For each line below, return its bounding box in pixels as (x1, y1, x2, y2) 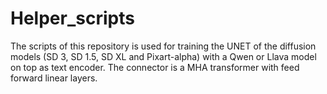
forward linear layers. (10, 72, 98, 84)
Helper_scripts (10, 7, 135, 30)
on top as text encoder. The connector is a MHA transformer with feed (10, 61, 300, 73)
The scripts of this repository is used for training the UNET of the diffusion (10, 40, 317, 52)
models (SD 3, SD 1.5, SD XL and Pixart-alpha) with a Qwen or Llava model (10, 50, 317, 62)
